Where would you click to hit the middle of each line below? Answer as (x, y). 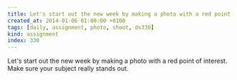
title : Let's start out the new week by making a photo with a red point (119, 14)
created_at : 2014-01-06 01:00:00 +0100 (67, 21)
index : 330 (23, 41)
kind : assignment (33, 34)
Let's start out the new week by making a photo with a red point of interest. (117, 61)
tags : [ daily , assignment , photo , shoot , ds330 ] (81, 27)
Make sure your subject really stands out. (68, 69)
